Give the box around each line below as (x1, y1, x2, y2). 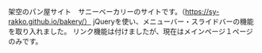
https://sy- (185, 7, 220, 16)
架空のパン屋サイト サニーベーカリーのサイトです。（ (8, 7, 186, 16)
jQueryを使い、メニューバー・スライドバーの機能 (92, 17, 254, 26)
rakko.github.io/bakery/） (8, 17, 91, 26)
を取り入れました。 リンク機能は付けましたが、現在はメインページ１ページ (8, 27, 254, 36)
